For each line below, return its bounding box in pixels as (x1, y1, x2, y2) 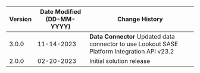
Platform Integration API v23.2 (89, 47, 174, 55)
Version (9, 15, 32, 23)
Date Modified (39, 8, 82, 15)
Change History (117, 15, 163, 23)
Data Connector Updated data (89, 33, 175, 40)
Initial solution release (89, 57, 151, 65)
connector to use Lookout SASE (89, 40, 179, 48)
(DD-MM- (45, 15, 76, 23)
